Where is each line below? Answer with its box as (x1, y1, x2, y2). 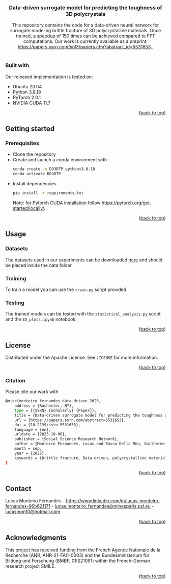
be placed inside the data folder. (5, 262, 73, 268)
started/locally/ (12, 205, 44, 211)
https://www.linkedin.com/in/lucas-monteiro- (66, 498, 160, 504)
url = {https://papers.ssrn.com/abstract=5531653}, (14, 418, 126, 423)
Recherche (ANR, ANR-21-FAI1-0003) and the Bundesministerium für (5, 552, 150, 558)
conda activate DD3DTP (12, 172, 61, 177)
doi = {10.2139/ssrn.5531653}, (14, 422, 81, 427)
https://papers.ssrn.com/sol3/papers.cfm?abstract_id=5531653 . (17, 44, 154, 50)
